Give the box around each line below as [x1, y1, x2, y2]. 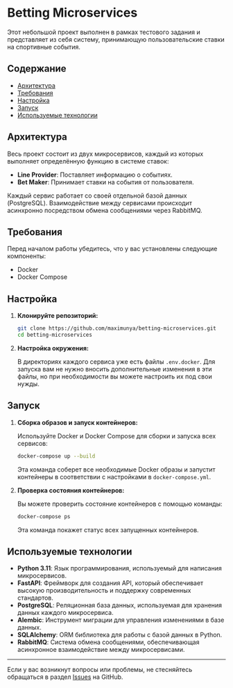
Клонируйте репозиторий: [17, 312, 98, 320]
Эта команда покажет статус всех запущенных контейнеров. [17, 525, 199, 534]
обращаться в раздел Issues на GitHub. [7, 673, 123, 681]
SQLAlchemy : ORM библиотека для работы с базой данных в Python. [17, 631, 223, 639]
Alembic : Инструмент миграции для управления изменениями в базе [17, 616, 225, 624]
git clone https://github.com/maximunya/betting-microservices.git [17, 325, 216, 332]
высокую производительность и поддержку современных [17, 586, 191, 595]
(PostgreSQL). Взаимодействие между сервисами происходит [7, 198, 193, 207]
